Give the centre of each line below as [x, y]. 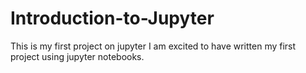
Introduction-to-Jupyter [112, 18]
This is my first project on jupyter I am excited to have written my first [153, 46]
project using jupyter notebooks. [77, 56]
